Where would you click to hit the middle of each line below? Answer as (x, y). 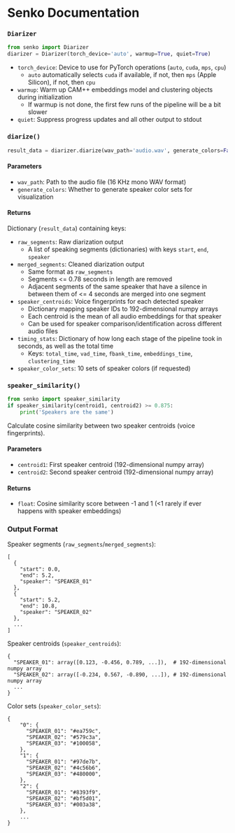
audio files (43, 331)
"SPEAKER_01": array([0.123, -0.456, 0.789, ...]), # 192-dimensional (120, 663)
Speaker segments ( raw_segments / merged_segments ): (81, 545)
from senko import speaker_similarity (64, 399)
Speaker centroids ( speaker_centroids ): (64, 644)
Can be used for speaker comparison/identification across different (125, 323)
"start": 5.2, (40, 600)
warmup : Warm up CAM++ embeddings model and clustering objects (115, 90)
